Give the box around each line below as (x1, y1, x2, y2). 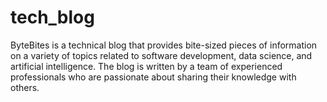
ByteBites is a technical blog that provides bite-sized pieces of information (10, 39, 318, 51)
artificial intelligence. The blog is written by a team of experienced (10, 60, 283, 72)
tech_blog (10, 6, 95, 29)
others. (10, 81, 40, 93)
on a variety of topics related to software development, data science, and (10, 49, 313, 61)
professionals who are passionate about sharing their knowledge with (10, 71, 297, 83)
